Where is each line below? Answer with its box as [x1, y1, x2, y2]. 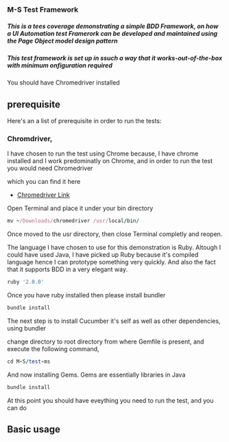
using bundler [7, 324, 47, 332]
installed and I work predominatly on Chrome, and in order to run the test [7, 157, 213, 165]
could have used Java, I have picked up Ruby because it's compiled [7, 251, 199, 259]
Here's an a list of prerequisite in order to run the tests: [7, 117, 162, 125]
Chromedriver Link [16, 191, 70, 199]
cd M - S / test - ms [7, 358, 51, 365]
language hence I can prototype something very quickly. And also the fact [7, 258, 216, 266]
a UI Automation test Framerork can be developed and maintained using [7, 29, 218, 37]
